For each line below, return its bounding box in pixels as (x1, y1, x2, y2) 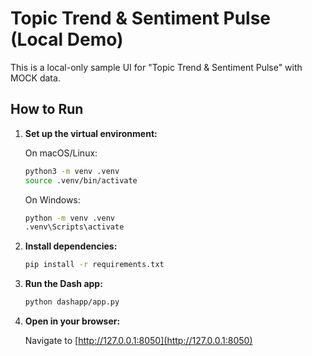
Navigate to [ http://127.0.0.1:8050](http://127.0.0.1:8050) (24, 335, 253, 346)
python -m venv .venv (24, 213, 115, 223)
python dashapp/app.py (24, 297, 120, 307)
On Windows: (24, 193, 81, 206)
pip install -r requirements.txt (24, 260, 165, 270)
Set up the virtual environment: (24, 127, 158, 139)
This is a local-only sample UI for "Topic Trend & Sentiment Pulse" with (10, 61, 303, 73)
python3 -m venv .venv (24, 166, 120, 176)
